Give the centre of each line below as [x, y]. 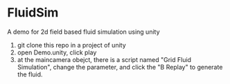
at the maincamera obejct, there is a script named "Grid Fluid [104, 59]
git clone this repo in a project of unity [71, 45]
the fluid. [30, 74]
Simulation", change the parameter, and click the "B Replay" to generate [120, 67]
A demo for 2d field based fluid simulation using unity [84, 32]
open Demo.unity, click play [57, 52]
